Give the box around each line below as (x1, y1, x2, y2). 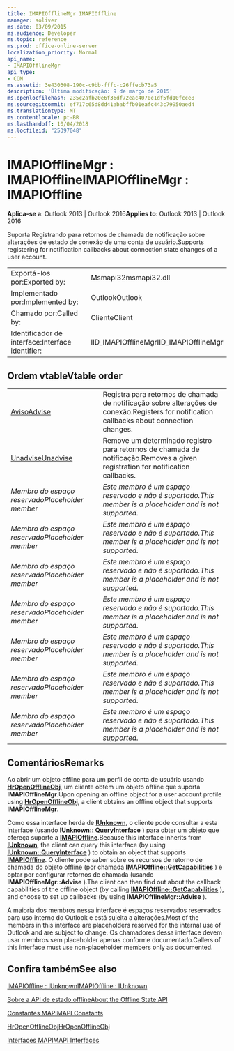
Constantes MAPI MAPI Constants (7, 1008, 103, 1017)
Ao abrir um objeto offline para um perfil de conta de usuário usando (7, 775, 204, 783)
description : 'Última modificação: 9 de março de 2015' (7, 88, 173, 95)
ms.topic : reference (7, 36, 68, 43)
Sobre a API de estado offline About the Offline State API (7, 995, 169, 1004)
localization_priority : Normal (7, 50, 98, 56)
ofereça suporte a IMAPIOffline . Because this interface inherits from (7, 833, 202, 841)
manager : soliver (7, 17, 58, 24)
